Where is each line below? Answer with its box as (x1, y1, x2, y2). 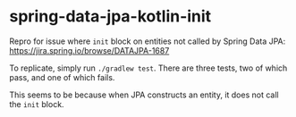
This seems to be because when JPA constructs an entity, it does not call (9, 89, 279, 100)
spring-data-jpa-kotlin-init (9, 6, 212, 27)
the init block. (9, 98, 64, 109)
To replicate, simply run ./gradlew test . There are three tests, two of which (9, 63, 288, 73)
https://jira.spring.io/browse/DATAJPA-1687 (9, 45, 170, 55)
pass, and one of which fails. (9, 71, 115, 82)
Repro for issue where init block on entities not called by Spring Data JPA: (9, 36, 286, 46)
